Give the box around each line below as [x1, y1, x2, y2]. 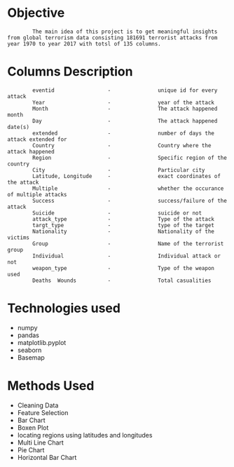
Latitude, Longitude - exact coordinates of [32, 172, 221, 180]
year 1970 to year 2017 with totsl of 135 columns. [7, 40, 161, 47]
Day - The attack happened [32, 117, 218, 124]
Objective [7, 5, 65, 21]
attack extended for [7, 135, 68, 143]
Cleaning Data [17, 401, 59, 410]
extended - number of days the [32, 130, 215, 137]
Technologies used [7, 300, 121, 316]
